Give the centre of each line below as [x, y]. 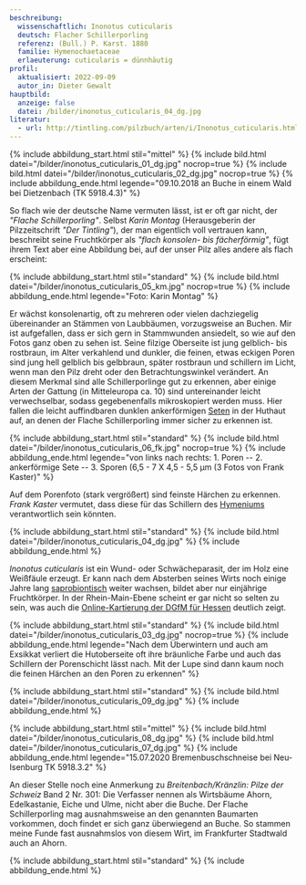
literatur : [30, 120]
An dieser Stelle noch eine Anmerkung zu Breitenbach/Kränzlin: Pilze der [147, 785]
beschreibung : [36, 18]
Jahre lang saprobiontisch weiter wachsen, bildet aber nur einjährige [138, 588]
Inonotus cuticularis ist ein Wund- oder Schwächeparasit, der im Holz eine [149, 568]
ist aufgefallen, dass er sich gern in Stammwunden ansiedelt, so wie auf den [153, 333]
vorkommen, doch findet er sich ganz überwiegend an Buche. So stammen [150, 823]
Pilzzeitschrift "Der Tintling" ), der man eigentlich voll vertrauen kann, [138, 230]
